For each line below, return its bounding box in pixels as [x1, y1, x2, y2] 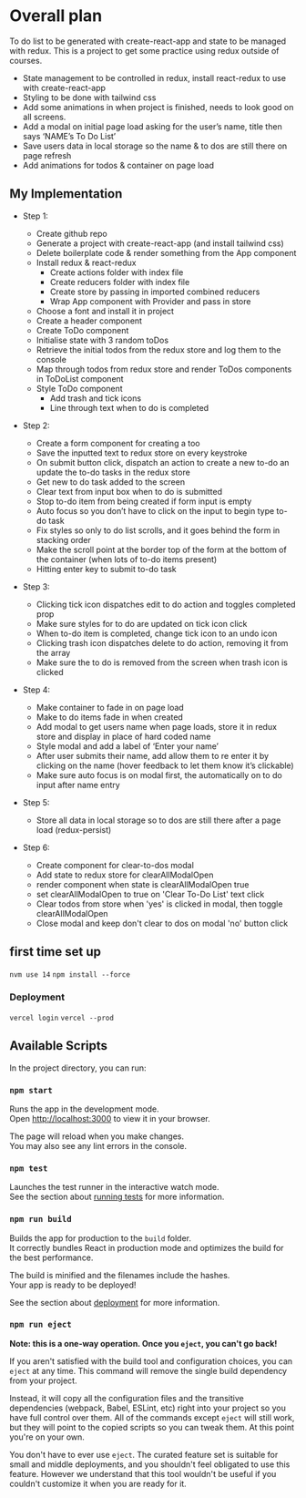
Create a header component [36, 315, 143, 326]
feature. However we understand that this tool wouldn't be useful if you [9, 1468, 277, 1479]
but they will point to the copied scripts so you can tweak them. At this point [9, 1421, 294, 1432]
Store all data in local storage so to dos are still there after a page [36, 815, 281, 826]
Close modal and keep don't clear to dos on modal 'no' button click [36, 918, 289, 929]
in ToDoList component [36, 373, 125, 384]
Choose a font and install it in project [36, 305, 175, 316]
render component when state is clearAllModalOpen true [36, 878, 250, 889]
